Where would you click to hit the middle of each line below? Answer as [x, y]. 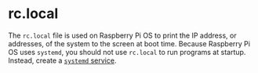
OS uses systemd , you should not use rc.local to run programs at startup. [127, 52]
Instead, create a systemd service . [62, 60]
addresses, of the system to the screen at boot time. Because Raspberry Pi [129, 43]
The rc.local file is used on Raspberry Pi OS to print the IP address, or [122, 35]
